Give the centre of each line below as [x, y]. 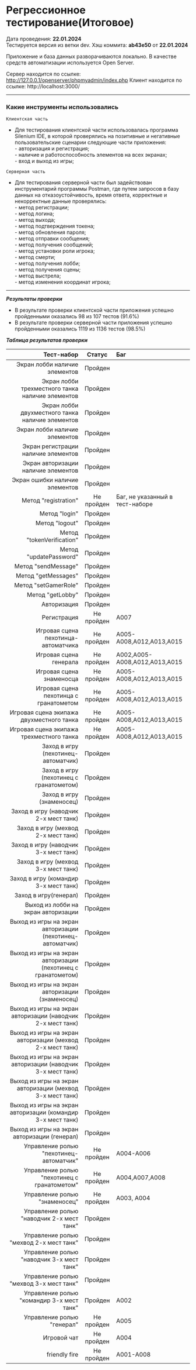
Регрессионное [46, 10]
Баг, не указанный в [144, 497]
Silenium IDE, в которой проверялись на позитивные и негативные [97, 136]
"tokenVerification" [52, 540]
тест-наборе [134, 504]
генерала [65, 662]
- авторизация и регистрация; [52, 149]
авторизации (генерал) [45, 1137]
